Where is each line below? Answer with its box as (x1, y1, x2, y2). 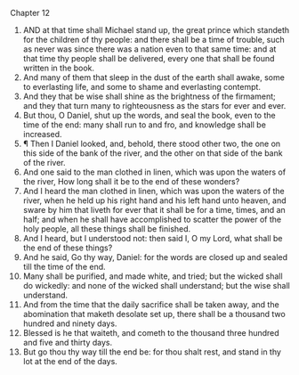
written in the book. (22, 62, 95, 73)
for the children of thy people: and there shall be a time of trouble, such (22, 35, 286, 45)
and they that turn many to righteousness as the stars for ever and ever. (22, 101, 287, 110)
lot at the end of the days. (22, 356, 118, 366)
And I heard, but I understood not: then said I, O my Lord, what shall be (22, 233, 283, 243)
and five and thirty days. (22, 338, 113, 347)
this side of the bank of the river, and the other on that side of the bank (22, 148, 283, 159)
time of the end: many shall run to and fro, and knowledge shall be (22, 119, 266, 130)
